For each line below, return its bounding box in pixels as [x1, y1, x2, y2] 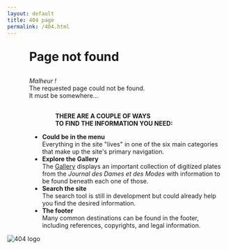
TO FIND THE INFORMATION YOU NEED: [55, 119, 173, 128]
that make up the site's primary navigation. [42, 147, 165, 156]
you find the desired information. [42, 199, 136, 208]
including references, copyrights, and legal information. [42, 222, 201, 230]
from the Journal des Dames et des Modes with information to [42, 169, 220, 178]
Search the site [42, 185, 87, 193]
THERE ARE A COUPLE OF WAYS [55, 112, 151, 120]
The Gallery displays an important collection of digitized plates [42, 162, 221, 171]
